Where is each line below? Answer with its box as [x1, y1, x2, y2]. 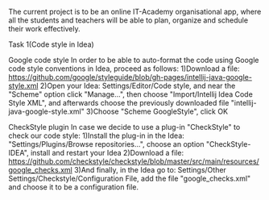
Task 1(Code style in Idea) [8, 40, 94, 49]
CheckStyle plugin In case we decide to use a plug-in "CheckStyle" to [8, 123, 241, 131]
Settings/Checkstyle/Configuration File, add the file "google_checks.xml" [8, 173, 251, 183]
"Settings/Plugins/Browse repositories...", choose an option [8, 140, 205, 148]
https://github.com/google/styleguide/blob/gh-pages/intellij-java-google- [8, 73, 252, 81]
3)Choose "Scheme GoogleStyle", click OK [85, 106, 228, 116]
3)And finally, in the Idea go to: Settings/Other [73, 165, 227, 174]
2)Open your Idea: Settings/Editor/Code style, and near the [39, 81, 236, 90]
